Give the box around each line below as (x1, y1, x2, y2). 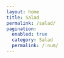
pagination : (6, 25, 37, 32)
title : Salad (6, 14, 40, 21)
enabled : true (12, 31, 48, 37)
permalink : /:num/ (12, 43, 59, 49)
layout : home (6, 8, 40, 15)
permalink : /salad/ (6, 20, 56, 26)
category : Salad (12, 37, 53, 43)
